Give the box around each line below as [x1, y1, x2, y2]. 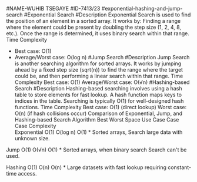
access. [18, 170, 37, 177]
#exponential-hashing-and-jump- [101, 5, 183, 12]
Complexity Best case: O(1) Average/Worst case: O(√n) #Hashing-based [14, 79, 190, 86]
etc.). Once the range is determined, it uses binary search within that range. [6, 30, 189, 37]
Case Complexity [14, 123, 56, 129]
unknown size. [14, 135, 50, 141]
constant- [167, 164, 192, 171]
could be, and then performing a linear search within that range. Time [14, 73, 183, 79]
